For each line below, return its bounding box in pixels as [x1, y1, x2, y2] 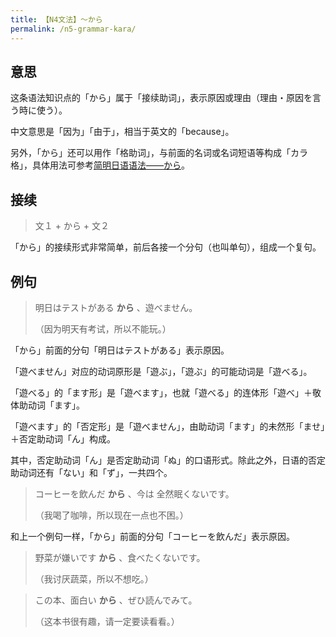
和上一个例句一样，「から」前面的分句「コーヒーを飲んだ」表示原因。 [10, 530, 295, 542]
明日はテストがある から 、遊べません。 [34, 301, 198, 313]
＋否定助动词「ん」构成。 [10, 432, 116, 445]
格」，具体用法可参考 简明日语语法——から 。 [10, 159, 190, 171]
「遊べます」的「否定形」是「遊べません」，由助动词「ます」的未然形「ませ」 [10, 420, 326, 432]
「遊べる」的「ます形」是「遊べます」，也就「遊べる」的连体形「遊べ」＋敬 [10, 386, 322, 398]
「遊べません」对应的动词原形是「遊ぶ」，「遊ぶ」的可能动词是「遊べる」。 [10, 365, 313, 377]
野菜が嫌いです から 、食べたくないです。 [34, 551, 206, 563]
